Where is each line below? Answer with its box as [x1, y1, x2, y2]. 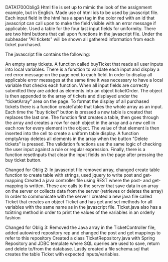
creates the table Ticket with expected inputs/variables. [5, 251, 120, 257]
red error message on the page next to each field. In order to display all [5, 72, 152, 77]
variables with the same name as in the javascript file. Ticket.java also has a [5, 204, 161, 210]
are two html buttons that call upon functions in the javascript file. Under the [5, 31, 163, 37]
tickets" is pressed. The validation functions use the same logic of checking [5, 141, 162, 147]
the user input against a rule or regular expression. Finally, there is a [5, 147, 145, 152]
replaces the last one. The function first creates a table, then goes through [5, 114, 159, 120]
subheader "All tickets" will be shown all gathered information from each [5, 36, 154, 42]
